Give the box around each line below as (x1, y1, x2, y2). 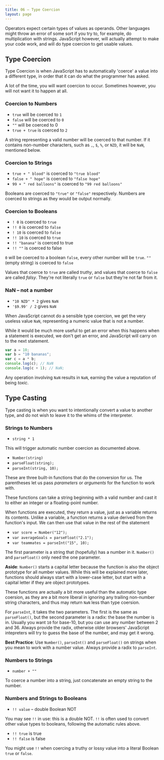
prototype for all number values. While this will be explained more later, (5, 569, 148, 575)
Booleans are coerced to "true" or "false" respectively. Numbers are (5, 190, 145, 196)
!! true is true (12, 730, 42, 736)
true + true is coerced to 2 (12, 127, 68, 133)
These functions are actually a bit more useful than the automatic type (5, 589, 147, 595)
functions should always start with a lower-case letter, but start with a (5, 574, 146, 580)
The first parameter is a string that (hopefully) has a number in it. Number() (5, 549, 155, 555)
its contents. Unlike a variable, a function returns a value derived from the (5, 514, 153, 520)
